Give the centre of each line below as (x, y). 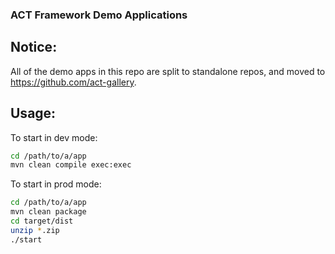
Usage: (33, 113)
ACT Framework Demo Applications (99, 15)
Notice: (34, 47)
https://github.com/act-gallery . (73, 82)
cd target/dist (42, 221)
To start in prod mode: (56, 184)
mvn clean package (48, 212)
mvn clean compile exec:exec (71, 165)
